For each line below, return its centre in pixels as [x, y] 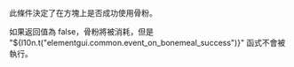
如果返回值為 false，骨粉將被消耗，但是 [81, 32]
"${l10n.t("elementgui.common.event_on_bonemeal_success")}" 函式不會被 [147, 43]
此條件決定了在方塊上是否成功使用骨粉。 [83, 13]
